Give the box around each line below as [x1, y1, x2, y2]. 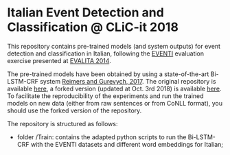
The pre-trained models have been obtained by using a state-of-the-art [7, 70, 209, 78]
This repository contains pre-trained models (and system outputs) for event [7, 42, 221, 50]
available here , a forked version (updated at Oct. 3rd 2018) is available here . [7, 84, 222, 93]
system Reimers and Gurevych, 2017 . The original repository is [40, 77, 216, 85]
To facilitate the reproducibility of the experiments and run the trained [7, 91, 204, 100]
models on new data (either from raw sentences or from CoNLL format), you [7, 99, 223, 107]
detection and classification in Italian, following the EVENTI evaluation [7, 49, 205, 58]
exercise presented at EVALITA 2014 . [7, 56, 111, 64]
